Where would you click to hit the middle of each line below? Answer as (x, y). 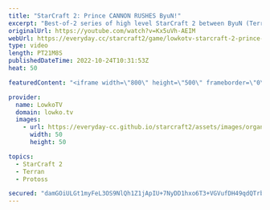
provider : (25, 97)
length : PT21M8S (35, 53)
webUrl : (21, 38)
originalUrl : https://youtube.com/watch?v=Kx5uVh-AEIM (102, 31)
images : (29, 120)
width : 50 (46, 135)
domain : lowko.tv (45, 112)
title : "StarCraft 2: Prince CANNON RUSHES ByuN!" (95, 16)
